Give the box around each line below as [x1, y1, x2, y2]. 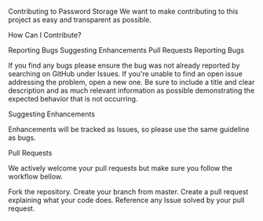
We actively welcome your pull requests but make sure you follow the [8, 164, 233, 172]
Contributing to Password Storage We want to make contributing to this [8, 7, 239, 16]
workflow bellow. [8, 172, 63, 181]
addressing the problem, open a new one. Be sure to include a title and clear [8, 78, 255, 87]
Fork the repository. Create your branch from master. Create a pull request [8, 187, 249, 196]
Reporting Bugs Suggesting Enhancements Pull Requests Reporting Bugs [8, 46, 245, 54]
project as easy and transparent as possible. [8, 15, 152, 24]
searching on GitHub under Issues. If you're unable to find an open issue [8, 69, 243, 78]
